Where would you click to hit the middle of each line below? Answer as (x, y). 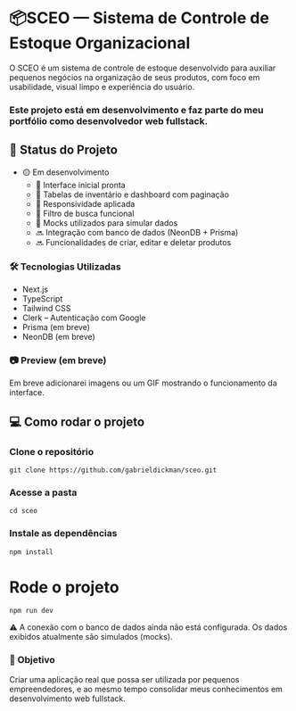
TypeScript (42, 298)
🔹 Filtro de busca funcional (85, 213)
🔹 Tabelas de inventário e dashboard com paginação (132, 194)
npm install (31, 552)
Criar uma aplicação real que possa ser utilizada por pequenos (124, 679)
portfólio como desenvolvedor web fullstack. (108, 120)
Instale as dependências (63, 533)
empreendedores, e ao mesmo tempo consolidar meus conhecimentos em (146, 689)
